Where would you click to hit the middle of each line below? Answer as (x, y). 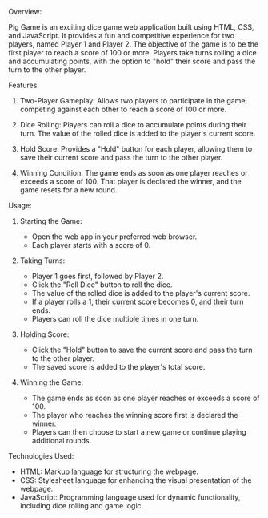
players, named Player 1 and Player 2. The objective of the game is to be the (133, 44)
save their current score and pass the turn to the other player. (121, 157)
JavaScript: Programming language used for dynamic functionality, (130, 497)
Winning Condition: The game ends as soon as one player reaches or (134, 173)
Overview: (25, 12)
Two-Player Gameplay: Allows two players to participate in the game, (134, 101)
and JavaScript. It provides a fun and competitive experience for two (121, 36)
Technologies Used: (41, 456)
